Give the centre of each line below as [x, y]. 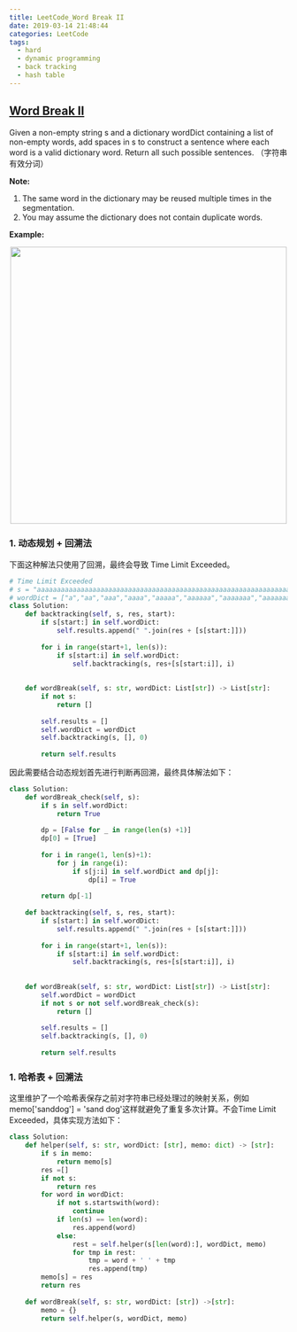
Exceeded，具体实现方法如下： [66, 1120]
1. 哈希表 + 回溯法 [46, 1077]
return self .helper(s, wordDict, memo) [114, 1318]
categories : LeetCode [49, 34]
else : [66, 1236]
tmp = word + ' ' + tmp [132, 1261]
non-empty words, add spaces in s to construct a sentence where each [139, 142]
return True [78, 814]
